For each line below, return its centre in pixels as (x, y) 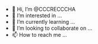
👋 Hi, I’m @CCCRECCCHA (44, 9)
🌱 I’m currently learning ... (43, 22)
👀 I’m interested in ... (37, 15)
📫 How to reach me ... (39, 35)
